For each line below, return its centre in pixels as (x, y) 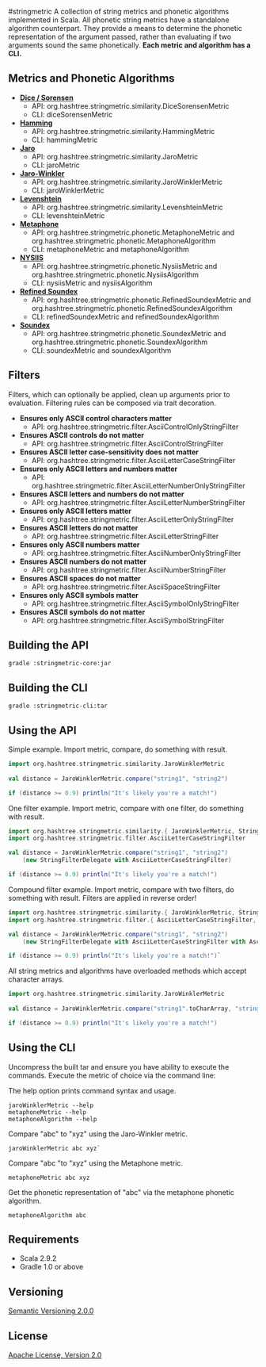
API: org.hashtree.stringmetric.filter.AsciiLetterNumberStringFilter (138, 502)
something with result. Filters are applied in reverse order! (103, 898)
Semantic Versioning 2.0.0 (51, 1311)
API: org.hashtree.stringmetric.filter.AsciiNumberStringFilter (129, 569)
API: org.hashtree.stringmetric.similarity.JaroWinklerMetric (127, 182)
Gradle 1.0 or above (51, 1267)
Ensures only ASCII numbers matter (80, 544)
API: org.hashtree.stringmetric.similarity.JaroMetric (115, 156)
